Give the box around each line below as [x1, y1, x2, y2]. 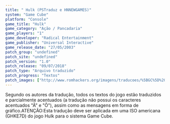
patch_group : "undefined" [5, 49, 60, 54]
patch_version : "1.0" [5, 59, 51, 64]
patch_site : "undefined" [5, 54, 58, 59]
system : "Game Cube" [5, 12, 49, 17]
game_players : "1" [5, 31, 44, 36]
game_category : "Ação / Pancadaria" [5, 26, 82, 31]
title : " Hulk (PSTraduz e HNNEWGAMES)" [5, 7, 92, 13]
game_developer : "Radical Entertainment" [5, 36, 94, 41]
